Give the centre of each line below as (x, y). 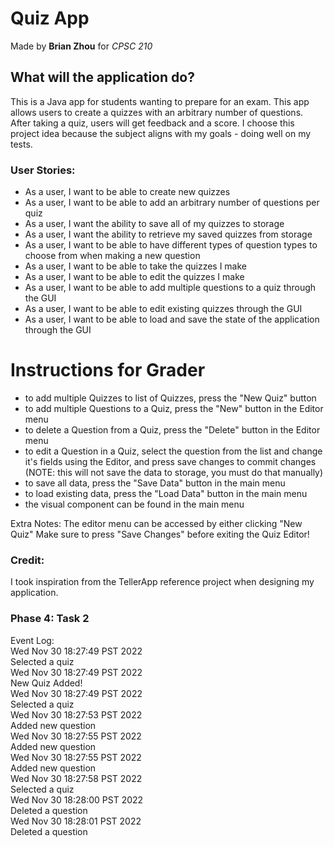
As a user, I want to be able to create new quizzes (127, 192)
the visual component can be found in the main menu (134, 504)
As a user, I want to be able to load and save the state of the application (172, 319)
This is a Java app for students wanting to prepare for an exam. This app (160, 101)
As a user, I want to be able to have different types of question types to (171, 245)
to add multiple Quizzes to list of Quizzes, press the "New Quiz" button (170, 398)
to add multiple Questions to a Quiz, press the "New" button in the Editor (174, 408)
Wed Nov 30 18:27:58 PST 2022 (76, 778)
